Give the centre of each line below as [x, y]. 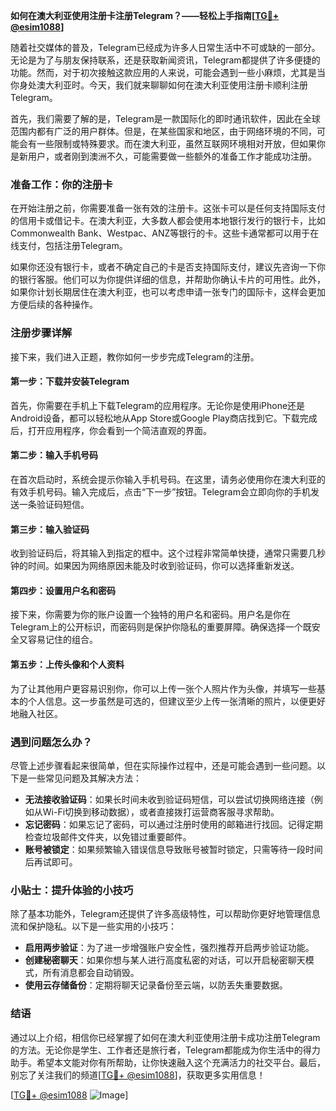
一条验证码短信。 [54, 504]
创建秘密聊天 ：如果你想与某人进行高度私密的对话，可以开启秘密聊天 [165, 960]
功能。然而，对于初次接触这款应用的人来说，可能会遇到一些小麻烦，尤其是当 [168, 72]
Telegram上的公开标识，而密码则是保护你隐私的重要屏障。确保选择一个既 [161, 627]
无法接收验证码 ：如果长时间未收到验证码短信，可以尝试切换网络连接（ [169, 799]
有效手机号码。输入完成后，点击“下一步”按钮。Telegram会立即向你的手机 [160, 492]
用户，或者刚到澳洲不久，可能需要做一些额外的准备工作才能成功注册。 [172, 156]
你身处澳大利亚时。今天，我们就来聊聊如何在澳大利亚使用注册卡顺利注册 [159, 85]
